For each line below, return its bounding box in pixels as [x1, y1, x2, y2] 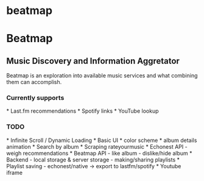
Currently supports [6, 94, 65, 102]
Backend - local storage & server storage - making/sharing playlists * [6, 156, 180, 163]
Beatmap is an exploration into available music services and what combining [6, 72, 198, 79]
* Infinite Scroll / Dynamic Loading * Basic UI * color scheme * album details [6, 137, 197, 144]
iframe [6, 169, 23, 176]
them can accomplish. [6, 79, 62, 86]
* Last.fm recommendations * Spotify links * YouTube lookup [6, 107, 159, 115]
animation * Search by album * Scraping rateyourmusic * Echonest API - [6, 143, 188, 150]
